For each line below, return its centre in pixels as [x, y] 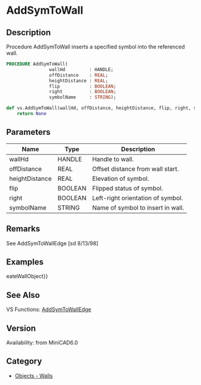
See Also [23, 295]
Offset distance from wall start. [135, 169]
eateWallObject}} [27, 276]
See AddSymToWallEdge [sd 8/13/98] [52, 243]
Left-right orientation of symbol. [138, 198]
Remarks [23, 229]
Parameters [28, 132]
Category [24, 361]
